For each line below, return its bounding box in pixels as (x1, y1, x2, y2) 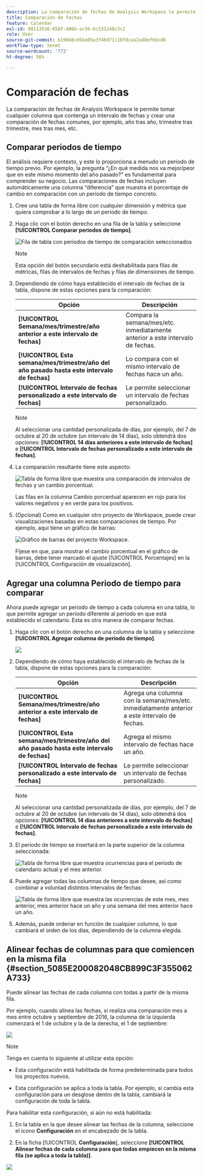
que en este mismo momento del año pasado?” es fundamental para (6, 171, 176, 179)
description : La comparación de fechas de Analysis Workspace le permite (6, 8, 196, 15)
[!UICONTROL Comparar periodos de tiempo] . (14, 226, 132, 234)
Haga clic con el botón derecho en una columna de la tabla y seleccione (14, 628, 195, 636)
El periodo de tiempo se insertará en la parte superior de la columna (14, 841, 185, 849)
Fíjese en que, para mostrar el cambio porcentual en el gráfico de (14, 548, 178, 555)
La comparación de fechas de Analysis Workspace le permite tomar (6, 105, 175, 113)
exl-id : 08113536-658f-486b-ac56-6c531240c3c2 (6, 25, 126, 32)
